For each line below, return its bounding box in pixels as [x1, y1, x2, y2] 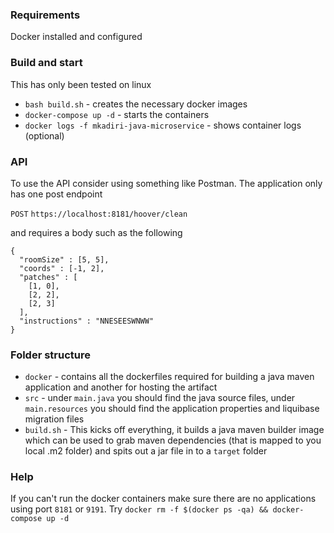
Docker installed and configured [10, 31, 143, 43]
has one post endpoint [10, 188, 103, 200]
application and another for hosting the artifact [24, 381, 218, 393]
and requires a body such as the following [10, 226, 183, 238]
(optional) [24, 129, 65, 142]
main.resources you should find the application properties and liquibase [24, 403, 320, 415]
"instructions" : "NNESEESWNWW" [19, 316, 155, 326]
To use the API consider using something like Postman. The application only [10, 177, 323, 189]
